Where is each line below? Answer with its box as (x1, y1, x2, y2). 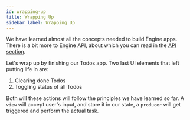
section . (6, 48, 26, 55)
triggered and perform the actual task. (6, 107, 99, 115)
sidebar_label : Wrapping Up (6, 19, 76, 25)
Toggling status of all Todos (14, 84, 83, 91)
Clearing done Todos (14, 77, 66, 84)
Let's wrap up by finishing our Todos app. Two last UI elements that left (6, 59, 179, 66)
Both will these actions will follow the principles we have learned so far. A (6, 95, 185, 102)
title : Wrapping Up (6, 14, 54, 20)
